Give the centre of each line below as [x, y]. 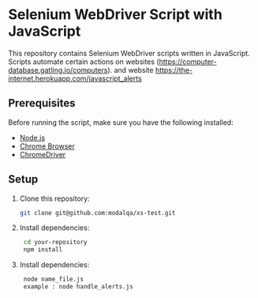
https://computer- [188, 62]
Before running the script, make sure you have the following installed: [121, 122]
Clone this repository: [54, 198]
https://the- [174, 70]
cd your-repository [55, 243]
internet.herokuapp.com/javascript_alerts [75, 78]
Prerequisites [42, 103]
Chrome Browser [47, 146]
